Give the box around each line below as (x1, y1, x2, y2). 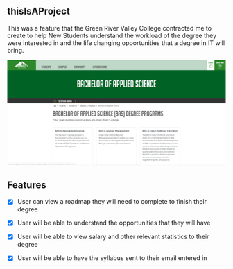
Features (7, 179, 46, 191)
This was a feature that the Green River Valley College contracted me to (7, 24, 212, 32)
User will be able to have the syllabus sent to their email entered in (17, 254, 207, 262)
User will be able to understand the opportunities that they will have (17, 218, 211, 227)
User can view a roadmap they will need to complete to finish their (17, 198, 207, 206)
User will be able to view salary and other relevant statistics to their (17, 232, 209, 241)
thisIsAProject (7, 6, 71, 17)
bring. (7, 46, 24, 54)
